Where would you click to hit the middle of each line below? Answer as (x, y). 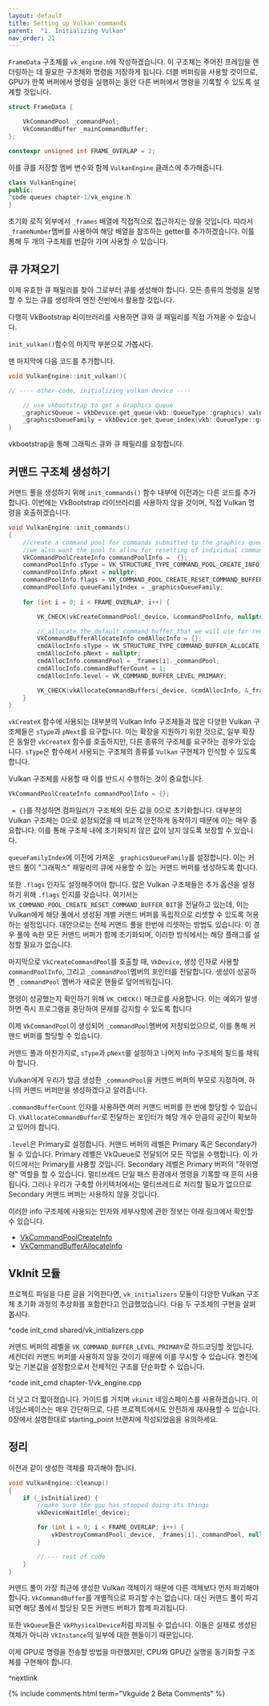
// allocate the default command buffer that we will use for (143, 631)
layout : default (35, 16)
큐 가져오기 (34, 269)
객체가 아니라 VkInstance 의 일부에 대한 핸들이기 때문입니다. (101, 1635)
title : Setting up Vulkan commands (68, 23)
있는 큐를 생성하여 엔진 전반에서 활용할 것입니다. (100, 300)
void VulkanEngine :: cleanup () (59, 1483)
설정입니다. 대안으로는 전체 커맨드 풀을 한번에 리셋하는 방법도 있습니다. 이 (137, 925)
